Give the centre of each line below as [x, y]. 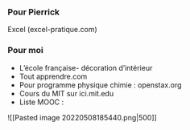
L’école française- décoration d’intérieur [86, 67]
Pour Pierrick [34, 12]
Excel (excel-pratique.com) [52, 30]
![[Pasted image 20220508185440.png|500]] [83, 117]
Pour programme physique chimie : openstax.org [100, 85]
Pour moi [25, 51]
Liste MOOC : [41, 102]
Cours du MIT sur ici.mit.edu [66, 93]
